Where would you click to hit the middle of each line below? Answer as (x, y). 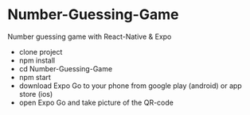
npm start (35, 77)
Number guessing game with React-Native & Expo (90, 36)
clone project (41, 52)
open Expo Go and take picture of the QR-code (96, 102)
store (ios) (36, 94)
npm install (37, 60)
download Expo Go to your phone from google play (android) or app (130, 86)
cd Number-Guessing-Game (66, 68)
